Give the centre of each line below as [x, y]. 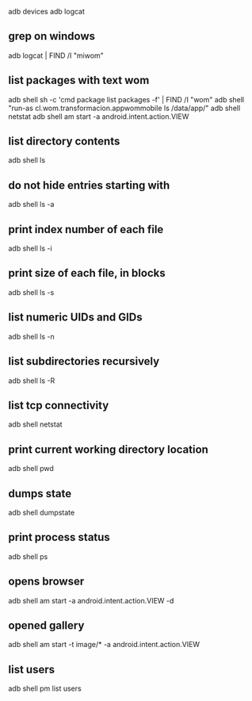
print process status [59, 537]
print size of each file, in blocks [87, 273]
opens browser [46, 582]
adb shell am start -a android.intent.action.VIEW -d [91, 600]
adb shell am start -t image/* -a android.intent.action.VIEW [104, 645]
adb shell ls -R [32, 381]
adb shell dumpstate [42, 512]
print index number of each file [86, 229]
